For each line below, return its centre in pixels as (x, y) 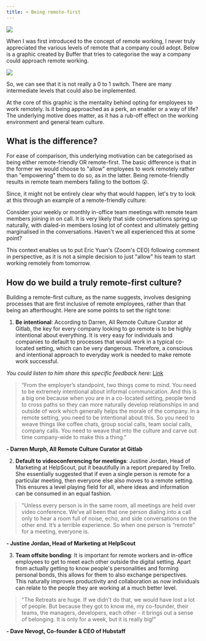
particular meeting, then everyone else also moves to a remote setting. (105, 481)
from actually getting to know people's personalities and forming (97, 569)
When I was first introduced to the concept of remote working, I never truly (101, 41)
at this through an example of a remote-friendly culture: (77, 201)
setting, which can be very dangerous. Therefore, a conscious (114, 348)
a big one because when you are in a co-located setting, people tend (109, 398)
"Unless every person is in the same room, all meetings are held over (108, 505)
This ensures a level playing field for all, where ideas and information (102, 487)
